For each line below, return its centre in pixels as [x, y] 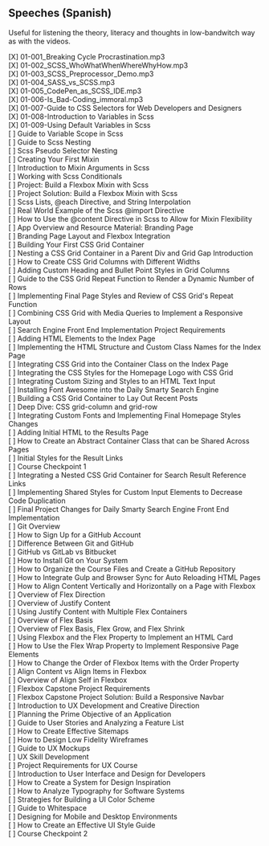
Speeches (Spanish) [60, 13]
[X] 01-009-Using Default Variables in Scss [79, 125]
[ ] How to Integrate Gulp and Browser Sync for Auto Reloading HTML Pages [134, 577]
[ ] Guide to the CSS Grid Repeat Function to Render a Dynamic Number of [131, 278]
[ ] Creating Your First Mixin [54, 159]
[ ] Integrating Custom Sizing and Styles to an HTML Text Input [112, 381]
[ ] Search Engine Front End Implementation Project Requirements [117, 329]
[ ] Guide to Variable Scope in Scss [66, 133]
